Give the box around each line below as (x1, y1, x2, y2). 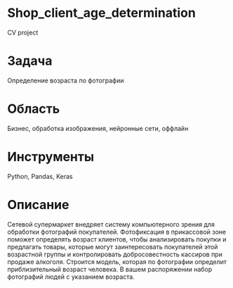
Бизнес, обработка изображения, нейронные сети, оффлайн (7, 124, 189, 132)
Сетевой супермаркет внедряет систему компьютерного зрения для (7, 220, 215, 228)
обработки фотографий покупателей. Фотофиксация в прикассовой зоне (7, 227, 227, 236)
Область (7, 101, 60, 117)
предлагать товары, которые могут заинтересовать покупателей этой (7, 242, 218, 251)
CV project (7, 28, 39, 37)
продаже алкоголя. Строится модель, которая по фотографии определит (7, 257, 227, 265)
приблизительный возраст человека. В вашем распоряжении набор (7, 265, 213, 273)
